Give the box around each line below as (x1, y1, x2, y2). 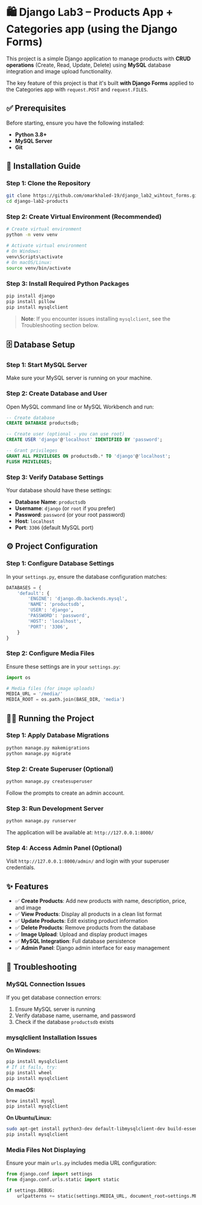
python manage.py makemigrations (6, 745, 90, 751)
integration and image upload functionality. (6, 67, 112, 75)
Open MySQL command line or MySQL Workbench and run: (6, 403, 155, 410)
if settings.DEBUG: (6, 1188, 55, 1194)
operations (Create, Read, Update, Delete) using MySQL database (6, 61, 171, 69)
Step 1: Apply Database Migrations (6, 731, 109, 739)
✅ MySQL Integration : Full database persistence (14, 937, 136, 945)
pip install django (6, 293, 55, 299)
